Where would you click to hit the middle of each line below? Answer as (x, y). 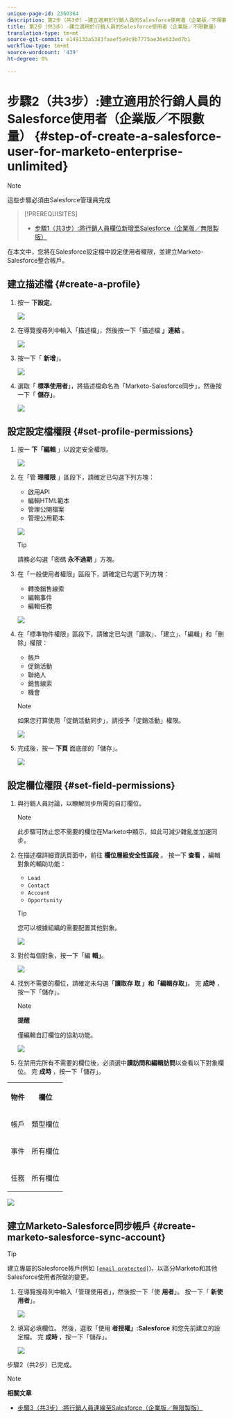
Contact (38, 886)
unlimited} (38, 166)
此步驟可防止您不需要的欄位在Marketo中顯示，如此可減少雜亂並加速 (114, 832)
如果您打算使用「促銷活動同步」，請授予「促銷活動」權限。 (101, 721)
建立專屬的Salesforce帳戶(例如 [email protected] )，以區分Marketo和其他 (112, 1268)
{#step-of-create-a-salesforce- (128, 136)
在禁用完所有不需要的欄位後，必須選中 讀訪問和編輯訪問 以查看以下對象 (118, 1063)
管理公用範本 (46, 518)
